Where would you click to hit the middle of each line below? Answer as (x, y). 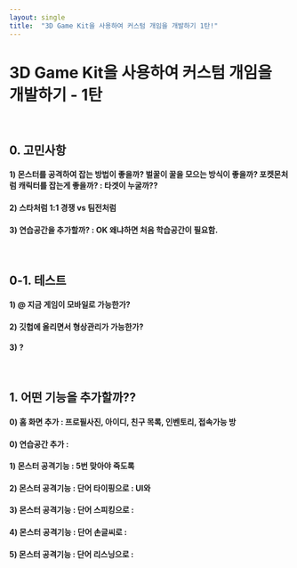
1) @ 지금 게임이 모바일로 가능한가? (70, 304)
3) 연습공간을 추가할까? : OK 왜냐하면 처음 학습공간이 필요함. (114, 230)
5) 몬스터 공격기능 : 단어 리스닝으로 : (72, 554)
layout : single (37, 17)
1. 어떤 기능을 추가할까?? (72, 398)
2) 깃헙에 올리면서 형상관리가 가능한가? (76, 327)
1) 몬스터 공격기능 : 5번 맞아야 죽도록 (72, 466)
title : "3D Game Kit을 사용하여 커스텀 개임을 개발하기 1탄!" (114, 26)
